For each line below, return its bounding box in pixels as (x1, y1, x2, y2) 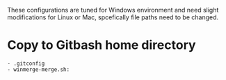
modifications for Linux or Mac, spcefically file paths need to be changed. (7, 13, 219, 21)
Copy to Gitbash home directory (7, 37, 196, 53)
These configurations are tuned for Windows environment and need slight (7, 6, 219, 14)
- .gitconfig (7, 60, 45, 67)
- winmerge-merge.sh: (7, 66, 70, 73)
